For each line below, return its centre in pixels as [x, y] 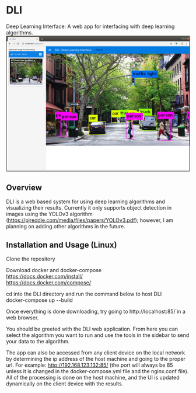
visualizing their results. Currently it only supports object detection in [89, 208]
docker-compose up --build [39, 300]
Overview [24, 187]
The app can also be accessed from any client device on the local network [96, 353]
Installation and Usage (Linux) [62, 245]
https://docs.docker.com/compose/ [49, 283]
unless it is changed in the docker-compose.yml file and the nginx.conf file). [97, 371]
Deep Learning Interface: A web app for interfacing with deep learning [90, 26]
